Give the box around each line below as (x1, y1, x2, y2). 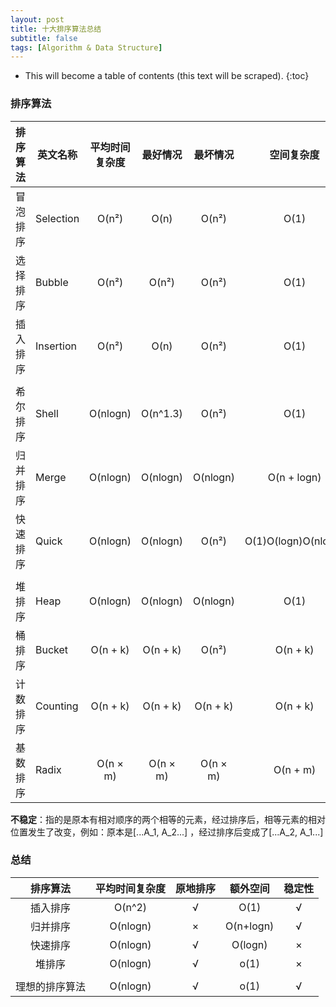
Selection (35, 211, 80, 225)
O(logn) (231, 937, 268, 951)
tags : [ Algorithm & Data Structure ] (10, 42, 163, 53)
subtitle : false (10, 33, 78, 43)
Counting (35, 699, 79, 713)
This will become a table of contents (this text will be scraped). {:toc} (24, 70, 310, 82)
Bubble (35, 275, 69, 289)
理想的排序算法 (15, 979, 87, 993)
